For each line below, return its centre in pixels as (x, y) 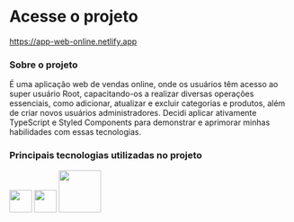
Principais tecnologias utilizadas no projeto (106, 155)
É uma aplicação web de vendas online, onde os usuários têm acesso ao (144, 84)
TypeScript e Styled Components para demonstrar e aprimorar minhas (140, 122)
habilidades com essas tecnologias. (76, 132)
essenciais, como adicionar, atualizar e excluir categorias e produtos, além (147, 103)
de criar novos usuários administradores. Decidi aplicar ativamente (133, 113)
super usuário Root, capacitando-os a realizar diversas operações (132, 94)
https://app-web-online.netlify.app (73, 41)
